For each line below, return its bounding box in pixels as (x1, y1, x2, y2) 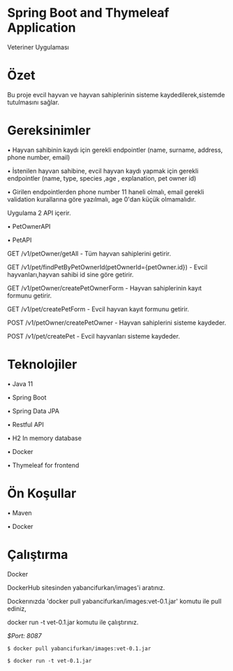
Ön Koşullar (7, 485, 77, 501)
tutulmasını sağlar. (7, 98, 60, 106)
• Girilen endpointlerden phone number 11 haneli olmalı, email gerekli (7, 188, 204, 196)
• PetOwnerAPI (7, 222, 51, 230)
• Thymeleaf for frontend (7, 460, 80, 469)
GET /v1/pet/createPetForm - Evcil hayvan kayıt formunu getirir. (7, 304, 190, 313)
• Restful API (7, 420, 44, 428)
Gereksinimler (7, 122, 91, 139)
